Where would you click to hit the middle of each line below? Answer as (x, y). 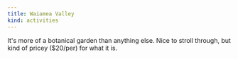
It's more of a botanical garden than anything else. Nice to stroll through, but (119, 40)
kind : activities (33, 20)
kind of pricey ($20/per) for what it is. (63, 48)
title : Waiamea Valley (41, 14)
